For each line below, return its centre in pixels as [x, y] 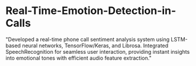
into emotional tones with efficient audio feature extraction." [78, 58]
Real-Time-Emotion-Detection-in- [91, 11]
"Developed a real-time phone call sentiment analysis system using [88, 39]
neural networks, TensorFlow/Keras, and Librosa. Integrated [95, 46]
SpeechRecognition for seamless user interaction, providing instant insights [98, 51]
